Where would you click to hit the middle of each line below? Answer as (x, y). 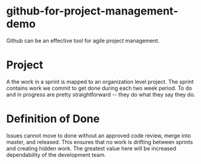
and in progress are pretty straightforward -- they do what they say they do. (101, 94)
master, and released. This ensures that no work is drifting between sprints (100, 142)
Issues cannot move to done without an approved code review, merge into (99, 135)
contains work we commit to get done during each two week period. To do (99, 88)
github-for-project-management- (92, 11)
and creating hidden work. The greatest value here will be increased (91, 148)
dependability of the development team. (56, 154)
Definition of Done (53, 119)
